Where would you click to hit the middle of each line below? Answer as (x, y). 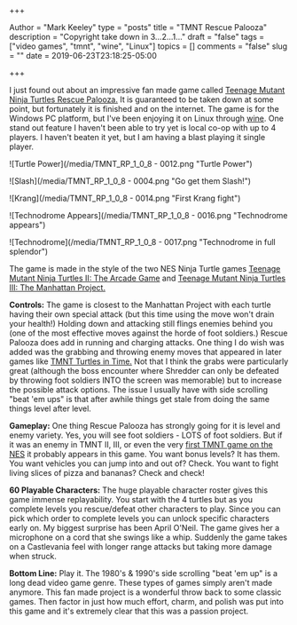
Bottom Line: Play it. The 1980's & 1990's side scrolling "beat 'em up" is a (143, 573)
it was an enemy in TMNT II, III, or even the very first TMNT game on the (141, 444)
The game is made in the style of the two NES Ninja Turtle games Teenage (145, 269)
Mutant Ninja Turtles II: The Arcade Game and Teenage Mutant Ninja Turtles (148, 278)
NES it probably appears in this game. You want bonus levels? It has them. (145, 454)
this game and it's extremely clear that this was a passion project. (129, 611)
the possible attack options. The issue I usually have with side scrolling (139, 390)
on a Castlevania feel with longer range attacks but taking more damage (141, 546)
